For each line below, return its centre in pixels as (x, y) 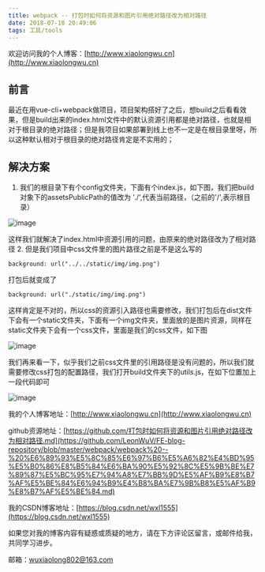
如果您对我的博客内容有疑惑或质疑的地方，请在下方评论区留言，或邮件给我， (132, 533)
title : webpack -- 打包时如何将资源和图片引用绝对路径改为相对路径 (108, 15)
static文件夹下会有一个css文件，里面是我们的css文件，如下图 (108, 330)
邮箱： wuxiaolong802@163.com (61, 559)
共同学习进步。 (32, 543)
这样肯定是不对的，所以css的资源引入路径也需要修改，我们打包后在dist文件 (130, 310)
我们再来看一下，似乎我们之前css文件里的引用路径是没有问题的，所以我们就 (131, 362)
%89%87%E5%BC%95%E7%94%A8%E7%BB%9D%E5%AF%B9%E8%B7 (131, 474)
